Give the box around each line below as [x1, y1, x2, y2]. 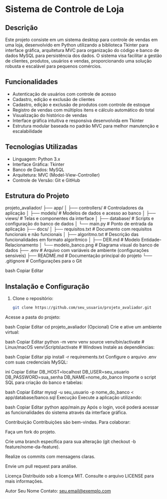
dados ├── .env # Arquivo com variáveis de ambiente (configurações [5, 247, 149, 253]
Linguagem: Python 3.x [12, 156, 60, 162]
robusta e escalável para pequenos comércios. [5, 63, 102, 69]
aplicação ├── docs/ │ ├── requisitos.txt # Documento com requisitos [5, 226, 152, 232]
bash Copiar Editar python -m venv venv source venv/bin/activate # [5, 339, 144, 345]
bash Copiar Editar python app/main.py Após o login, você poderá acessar [5, 404, 159, 410]
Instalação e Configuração [5, 282, 89, 290]
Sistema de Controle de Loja [5, 3, 124, 15]
